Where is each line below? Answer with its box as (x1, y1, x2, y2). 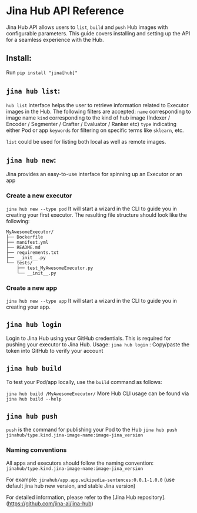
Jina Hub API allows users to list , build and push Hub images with (6, 24, 168, 31)
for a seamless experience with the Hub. (6, 36, 104, 43)
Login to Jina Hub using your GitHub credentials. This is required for (6, 335, 171, 342)
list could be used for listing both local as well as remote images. (6, 138, 166, 145)
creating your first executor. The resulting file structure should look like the (6, 211, 187, 219)
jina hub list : (6, 86, 61, 96)
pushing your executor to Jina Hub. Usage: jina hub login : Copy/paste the (6, 340, 190, 348)
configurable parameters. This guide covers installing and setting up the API (6, 29, 191, 37)
